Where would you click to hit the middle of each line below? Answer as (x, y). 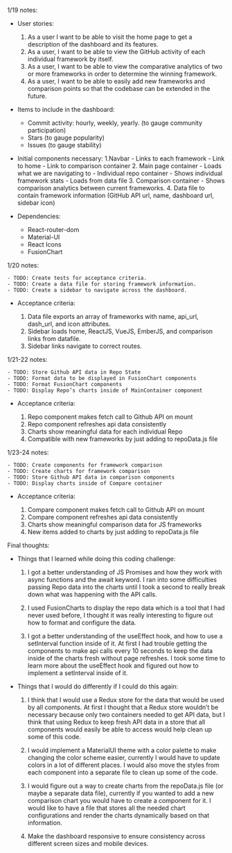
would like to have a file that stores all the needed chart (106, 808)
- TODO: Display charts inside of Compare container (85, 483)
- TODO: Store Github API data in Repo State (74, 372)
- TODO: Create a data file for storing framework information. (102, 284)
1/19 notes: (23, 10)
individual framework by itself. (71, 59)
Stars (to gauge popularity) (66, 138)
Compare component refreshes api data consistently (103, 517)
